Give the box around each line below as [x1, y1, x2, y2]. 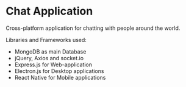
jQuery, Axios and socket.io [14, 54, 84, 61]
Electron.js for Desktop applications [14, 67, 104, 74]
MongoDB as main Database [14, 47, 87, 55]
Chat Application [5, 4, 93, 18]
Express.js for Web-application [14, 61, 93, 68]
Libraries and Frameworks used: [5, 36, 87, 43]
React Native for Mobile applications [14, 74, 106, 81]
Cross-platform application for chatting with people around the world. [5, 24, 181, 32]
